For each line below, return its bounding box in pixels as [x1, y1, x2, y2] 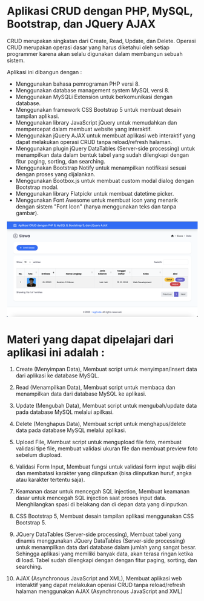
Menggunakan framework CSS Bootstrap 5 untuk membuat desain [15, 106, 182, 113]
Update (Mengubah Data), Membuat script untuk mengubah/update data [15, 402, 197, 410]
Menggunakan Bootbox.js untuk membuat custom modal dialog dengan [15, 177, 194, 184]
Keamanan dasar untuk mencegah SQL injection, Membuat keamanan [15, 488, 190, 495]
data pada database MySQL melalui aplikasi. [15, 427, 127, 434]
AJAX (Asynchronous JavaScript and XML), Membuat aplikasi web [15, 575, 182, 582]
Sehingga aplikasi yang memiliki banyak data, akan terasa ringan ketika [15, 550, 193, 557]
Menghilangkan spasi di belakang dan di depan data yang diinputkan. [15, 501, 189, 508]
